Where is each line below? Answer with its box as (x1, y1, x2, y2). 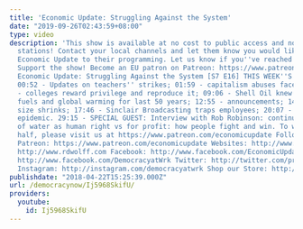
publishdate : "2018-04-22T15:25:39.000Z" (9, 172, 168, 181)
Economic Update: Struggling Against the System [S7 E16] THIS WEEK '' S (17, 72, 293, 81)
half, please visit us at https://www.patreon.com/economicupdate (17, 131, 272, 140)
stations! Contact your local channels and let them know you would (17, 47, 280, 56)
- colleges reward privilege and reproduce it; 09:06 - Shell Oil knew (17, 88, 293, 97)
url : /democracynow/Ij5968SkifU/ (9, 181, 135, 190)
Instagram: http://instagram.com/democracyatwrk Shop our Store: (17, 164, 269, 173)
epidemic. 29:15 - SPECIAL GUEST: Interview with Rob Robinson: (17, 114, 264, 123)
